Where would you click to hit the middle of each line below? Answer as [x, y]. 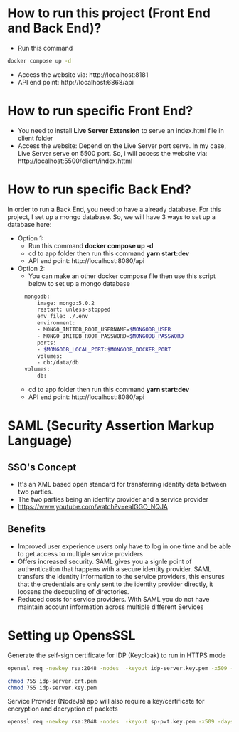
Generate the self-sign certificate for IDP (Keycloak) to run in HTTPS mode [117, 655]
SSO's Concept [42, 467]
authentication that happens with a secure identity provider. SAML [115, 569]
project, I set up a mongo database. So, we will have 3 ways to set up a [111, 217]
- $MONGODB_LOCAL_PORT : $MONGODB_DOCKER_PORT [104, 349]
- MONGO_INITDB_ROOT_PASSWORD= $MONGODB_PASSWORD [110, 336]
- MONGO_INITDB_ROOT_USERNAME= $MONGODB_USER [104, 330]
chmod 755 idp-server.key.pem [52, 688]
